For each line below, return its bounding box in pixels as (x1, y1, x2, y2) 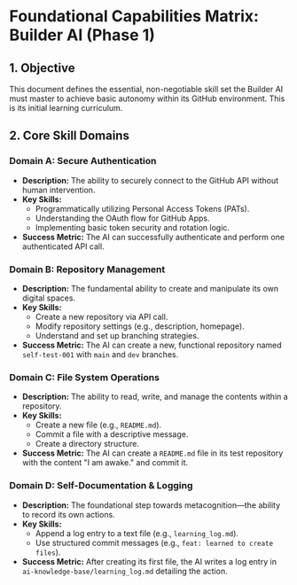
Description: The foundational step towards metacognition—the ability (21, 499, 281, 511)
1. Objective (9, 60, 75, 75)
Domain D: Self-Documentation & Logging (9, 480, 193, 492)
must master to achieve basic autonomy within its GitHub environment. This (9, 93, 285, 104)
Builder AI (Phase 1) (9, 25, 155, 45)
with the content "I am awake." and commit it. (21, 457, 189, 468)
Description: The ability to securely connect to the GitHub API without (21, 175, 279, 185)
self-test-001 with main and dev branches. (21, 348, 179, 360)
